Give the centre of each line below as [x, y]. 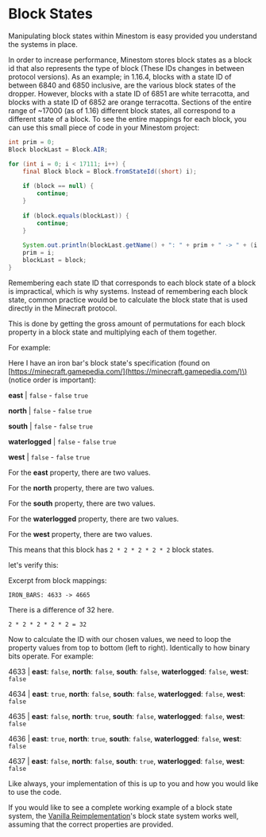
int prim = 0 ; [32, 142]
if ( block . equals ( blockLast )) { [76, 216]
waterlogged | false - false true [62, 441]
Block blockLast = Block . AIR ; [58, 149]
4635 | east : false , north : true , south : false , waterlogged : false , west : [127, 716]
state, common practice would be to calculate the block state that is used [128, 299]
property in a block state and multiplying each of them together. [112, 332]
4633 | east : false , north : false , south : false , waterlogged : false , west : [128, 671]
